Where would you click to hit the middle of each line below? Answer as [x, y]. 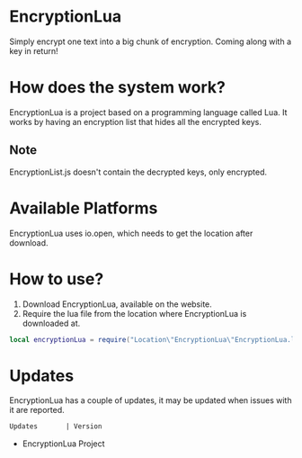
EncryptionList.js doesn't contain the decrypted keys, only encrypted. [138, 172]
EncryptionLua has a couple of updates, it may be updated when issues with [151, 400]
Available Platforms [84, 208]
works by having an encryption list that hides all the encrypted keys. [136, 121]
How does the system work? [118, 88]
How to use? [57, 278]
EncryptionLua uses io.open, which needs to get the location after [131, 233]
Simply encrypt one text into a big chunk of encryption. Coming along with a [151, 41]
